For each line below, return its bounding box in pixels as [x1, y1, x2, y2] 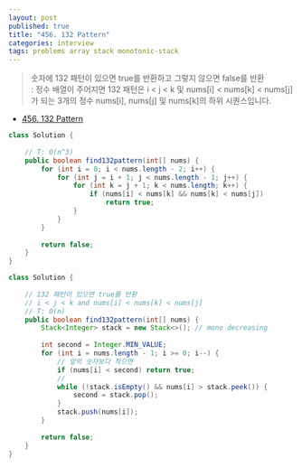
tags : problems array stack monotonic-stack [8, 47, 179, 56]
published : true [8, 22, 70, 31]
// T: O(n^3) [24, 147, 74, 156]
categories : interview [8, 38, 94, 48]
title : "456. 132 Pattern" [8, 30, 110, 39]
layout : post [8, 13, 58, 23]
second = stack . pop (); [72, 390, 159, 400]
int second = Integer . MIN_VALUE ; [41, 341, 167, 350]
